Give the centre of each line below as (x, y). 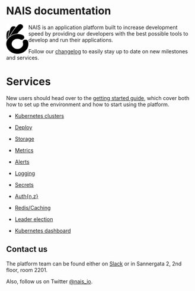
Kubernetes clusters (39, 116)
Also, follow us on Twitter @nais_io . (49, 281)
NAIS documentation (59, 11)
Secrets (24, 184)
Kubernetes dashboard (43, 231)
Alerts (22, 162)
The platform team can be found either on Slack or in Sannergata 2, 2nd (94, 263)
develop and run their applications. (71, 40)
